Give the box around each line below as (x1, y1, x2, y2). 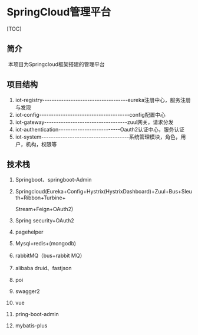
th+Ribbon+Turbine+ (15, 194, 66, 201)
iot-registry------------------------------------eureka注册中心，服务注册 (15, 96, 191, 103)
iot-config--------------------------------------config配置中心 (15, 111, 166, 118)
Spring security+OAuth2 (15, 217, 74, 224)
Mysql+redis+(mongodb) (15, 240, 76, 247)
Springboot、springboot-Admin (15, 176, 92, 183)
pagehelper (15, 228, 44, 236)
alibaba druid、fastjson (15, 265, 72, 272)
